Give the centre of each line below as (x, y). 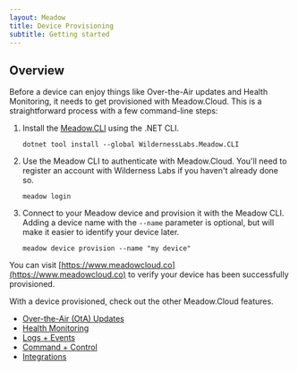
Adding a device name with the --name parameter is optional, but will (148, 223)
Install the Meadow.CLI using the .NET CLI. (101, 128)
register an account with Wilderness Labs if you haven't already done (150, 171)
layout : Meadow (38, 17)
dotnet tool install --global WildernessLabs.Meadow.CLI (131, 145)
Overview (37, 70)
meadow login (47, 197)
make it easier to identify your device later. (101, 232)
